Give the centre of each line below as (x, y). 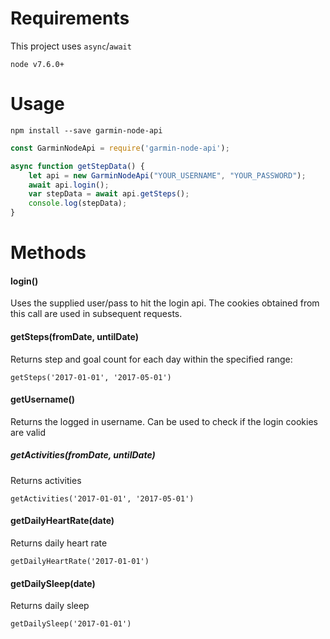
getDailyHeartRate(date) (62, 521)
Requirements (70, 18)
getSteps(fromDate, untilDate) (74, 336)
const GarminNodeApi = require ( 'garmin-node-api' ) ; (120, 148)
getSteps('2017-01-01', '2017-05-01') (91, 377)
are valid (28, 432)
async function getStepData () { (77, 166)
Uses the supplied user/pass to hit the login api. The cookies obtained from (165, 303)
